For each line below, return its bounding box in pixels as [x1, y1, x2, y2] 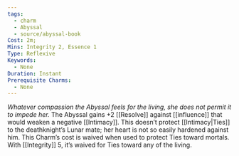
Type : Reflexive [7, 51, 55, 58]
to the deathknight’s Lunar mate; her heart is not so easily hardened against [7, 125, 229, 134]
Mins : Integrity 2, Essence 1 [7, 43, 97, 51]
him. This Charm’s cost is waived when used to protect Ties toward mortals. [7, 133, 230, 142]
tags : [7, 10, 23, 18]
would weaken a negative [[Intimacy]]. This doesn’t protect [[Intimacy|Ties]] [7, 118, 230, 127]
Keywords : [7, 57, 37, 64]
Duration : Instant [7, 70, 62, 77]
